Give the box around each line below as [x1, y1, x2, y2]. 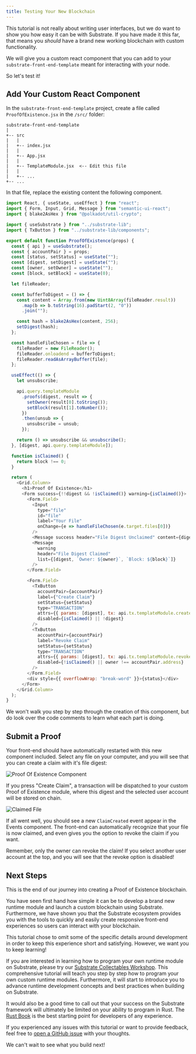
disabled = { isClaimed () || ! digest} [37, 616, 124, 622]
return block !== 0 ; [16, 458, 66, 465]
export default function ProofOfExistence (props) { [6, 238, 134, 244]
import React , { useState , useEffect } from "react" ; [6, 200, 140, 206]
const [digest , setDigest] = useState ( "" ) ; [11, 260, 118, 265]
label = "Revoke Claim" [37, 637, 90, 643]
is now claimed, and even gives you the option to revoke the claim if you [6, 830, 180, 837]
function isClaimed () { [11, 453, 69, 459]
